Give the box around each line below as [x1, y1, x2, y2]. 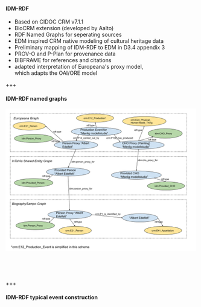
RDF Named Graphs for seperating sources [14, 31, 122, 39]
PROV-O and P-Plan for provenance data [14, 50, 116, 57]
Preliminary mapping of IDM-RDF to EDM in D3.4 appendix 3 [14, 44, 165, 51]
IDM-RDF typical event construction [5, 294, 98, 301]
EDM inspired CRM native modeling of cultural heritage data [14, 37, 164, 45]
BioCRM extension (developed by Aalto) [14, 25, 114, 32]
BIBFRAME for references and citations [14, 57, 112, 64]
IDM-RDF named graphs [5, 95, 68, 102]
